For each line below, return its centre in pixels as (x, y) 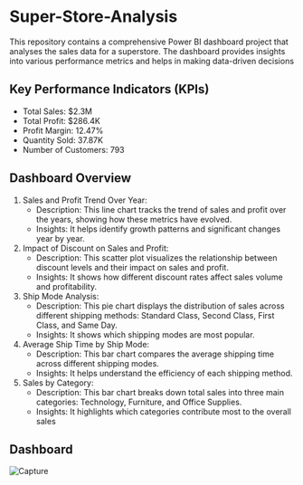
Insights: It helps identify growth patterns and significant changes (158, 229)
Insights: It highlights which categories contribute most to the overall (164, 411)
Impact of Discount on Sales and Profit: (95, 248)
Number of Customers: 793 (73, 149)
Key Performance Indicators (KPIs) (109, 89)
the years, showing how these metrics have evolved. (134, 219)
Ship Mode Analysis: (61, 296)
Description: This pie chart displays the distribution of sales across (160, 306)
